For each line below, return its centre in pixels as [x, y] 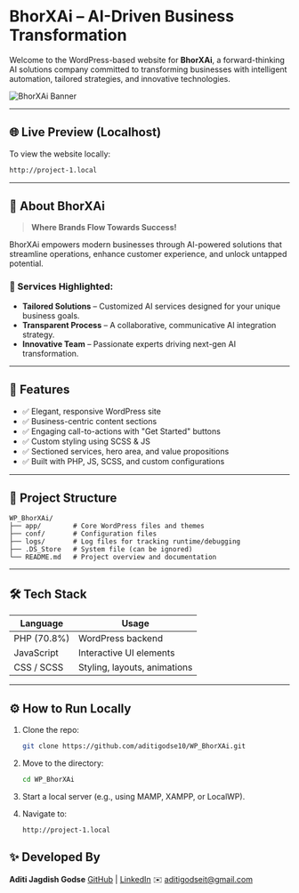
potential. [27, 263]
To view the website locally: [60, 154]
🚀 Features [40, 390]
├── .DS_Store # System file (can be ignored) [101, 550]
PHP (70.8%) [42, 639]
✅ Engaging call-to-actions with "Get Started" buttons [121, 431]
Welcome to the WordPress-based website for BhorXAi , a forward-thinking [147, 60]
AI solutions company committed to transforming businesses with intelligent [148, 69]
